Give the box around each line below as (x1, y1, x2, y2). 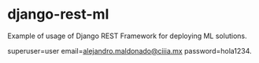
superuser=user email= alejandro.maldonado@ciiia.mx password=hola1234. (7, 46, 253, 55)
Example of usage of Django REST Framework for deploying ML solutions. (7, 31, 247, 40)
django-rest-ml (7, 5, 109, 23)
